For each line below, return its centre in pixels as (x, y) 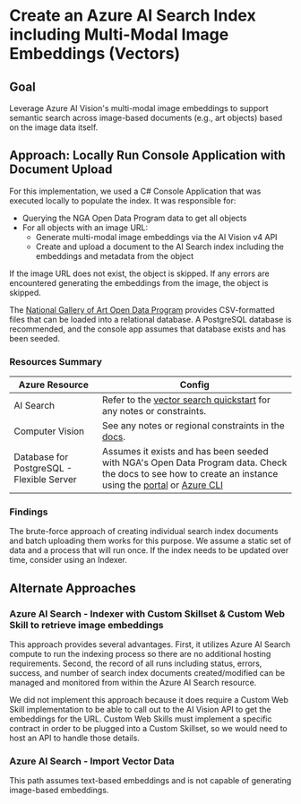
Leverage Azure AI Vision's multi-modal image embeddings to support (139, 108)
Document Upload (61, 170)
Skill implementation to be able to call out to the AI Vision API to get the (140, 710)
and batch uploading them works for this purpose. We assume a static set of (150, 541)
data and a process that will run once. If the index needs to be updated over (149, 550)
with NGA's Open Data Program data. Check (194, 463)
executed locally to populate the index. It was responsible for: (123, 200)
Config (195, 385)
